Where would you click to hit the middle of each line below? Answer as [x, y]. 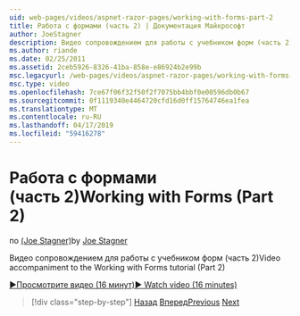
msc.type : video [39, 84]
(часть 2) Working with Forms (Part [142, 197]
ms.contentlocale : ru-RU [55, 117]
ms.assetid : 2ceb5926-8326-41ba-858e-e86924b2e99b [105, 68]
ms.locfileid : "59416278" [57, 134]
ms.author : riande [43, 51]
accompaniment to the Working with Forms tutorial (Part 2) [117, 267]
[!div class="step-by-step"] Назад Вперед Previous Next [135, 302]
